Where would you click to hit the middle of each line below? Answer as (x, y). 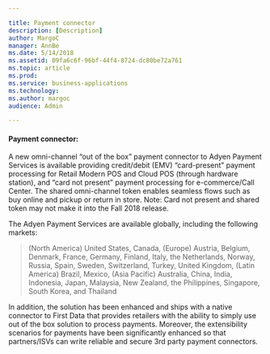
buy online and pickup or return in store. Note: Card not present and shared (134, 200)
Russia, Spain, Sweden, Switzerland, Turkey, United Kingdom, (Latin (141, 266)
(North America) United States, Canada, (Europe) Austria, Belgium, (139, 249)
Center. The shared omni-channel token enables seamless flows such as (129, 191)
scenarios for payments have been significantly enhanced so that (117, 333)
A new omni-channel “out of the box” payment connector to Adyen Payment (135, 157)
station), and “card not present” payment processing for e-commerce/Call (131, 182)
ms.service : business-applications (68, 83)
